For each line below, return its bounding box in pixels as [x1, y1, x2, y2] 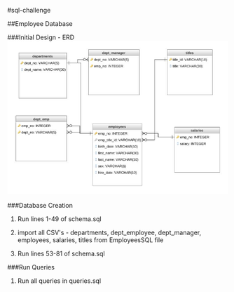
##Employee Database [7, 20, 73, 27]
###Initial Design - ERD [7, 33, 75, 41]
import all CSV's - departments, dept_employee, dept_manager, [17, 228, 202, 237]
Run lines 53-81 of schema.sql [17, 249, 105, 258]
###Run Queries [7, 263, 55, 271]
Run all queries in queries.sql [17, 277, 102, 285]
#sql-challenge [7, 6, 51, 14]
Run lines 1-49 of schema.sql [17, 214, 102, 223]
